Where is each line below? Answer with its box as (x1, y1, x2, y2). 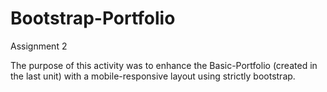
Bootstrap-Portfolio (10, 7, 176, 30)
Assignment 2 (10, 40, 68, 52)
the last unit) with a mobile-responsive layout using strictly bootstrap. (10, 70, 296, 82)
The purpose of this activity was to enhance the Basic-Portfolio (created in (10, 59, 318, 71)
